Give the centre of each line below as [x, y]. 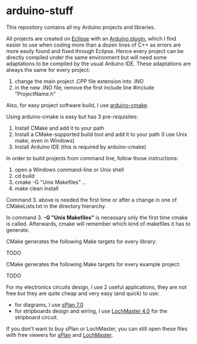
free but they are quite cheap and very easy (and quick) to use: [83, 293]
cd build [24, 176]
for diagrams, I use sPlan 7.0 [49, 305]
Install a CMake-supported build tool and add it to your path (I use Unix [101, 134]
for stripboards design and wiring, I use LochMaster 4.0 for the [91, 311]
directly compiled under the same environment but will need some [86, 57]
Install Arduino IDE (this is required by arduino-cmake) [80, 147]
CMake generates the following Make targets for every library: [82, 241]
